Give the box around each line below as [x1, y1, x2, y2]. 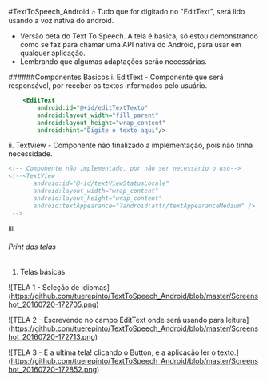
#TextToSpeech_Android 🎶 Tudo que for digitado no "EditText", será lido [8, 7, 245, 16]
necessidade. [8, 149, 53, 159]
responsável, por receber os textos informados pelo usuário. [8, 81, 208, 90]
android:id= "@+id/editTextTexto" [37, 103, 149, 111]
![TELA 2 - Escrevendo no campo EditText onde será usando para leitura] [8, 315, 249, 324]
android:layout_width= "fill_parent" [37, 111, 159, 119]
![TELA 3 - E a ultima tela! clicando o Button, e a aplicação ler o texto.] [8, 348, 240, 357]
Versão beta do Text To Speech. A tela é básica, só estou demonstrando [19, 31, 258, 41]
